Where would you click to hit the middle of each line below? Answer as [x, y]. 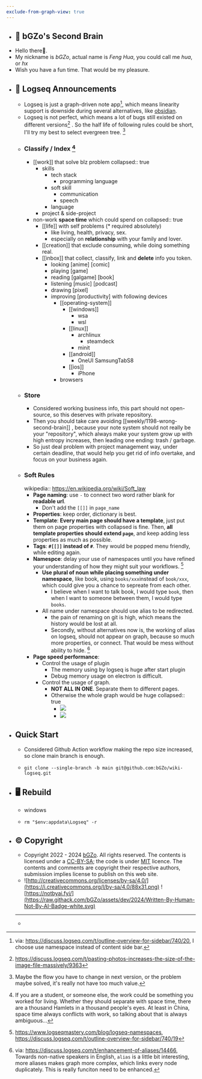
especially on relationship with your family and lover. [116, 239]
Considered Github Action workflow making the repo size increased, [109, 749]
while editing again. [57, 552]
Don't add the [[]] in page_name [81, 507]
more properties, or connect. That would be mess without [122, 643]
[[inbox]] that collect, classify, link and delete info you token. [117, 258]
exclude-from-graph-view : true [45, 12]
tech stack [64, 175]
